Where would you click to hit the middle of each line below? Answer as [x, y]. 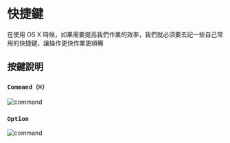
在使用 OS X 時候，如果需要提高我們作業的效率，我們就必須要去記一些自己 [112, 34]
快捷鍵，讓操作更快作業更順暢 [61, 43]
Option [18, 119]
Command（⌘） [27, 87]
